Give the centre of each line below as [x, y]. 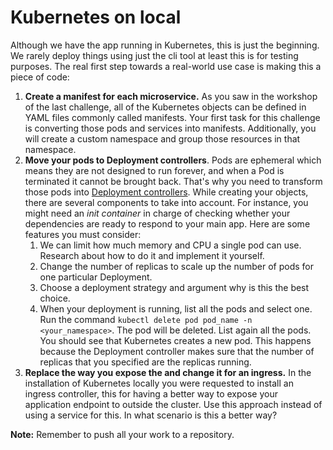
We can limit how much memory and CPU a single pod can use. [170, 245]
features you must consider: [83, 234]
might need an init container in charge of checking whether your [157, 213]
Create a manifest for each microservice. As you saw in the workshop [171, 96]
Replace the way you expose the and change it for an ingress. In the [168, 372]
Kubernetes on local [96, 17]
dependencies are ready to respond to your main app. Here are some [167, 223]
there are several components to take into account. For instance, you [166, 202]
